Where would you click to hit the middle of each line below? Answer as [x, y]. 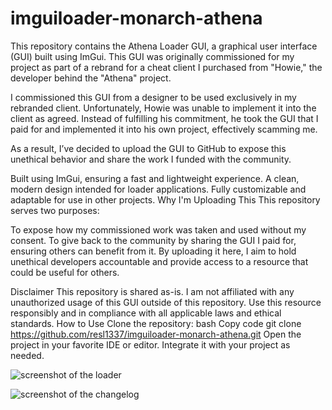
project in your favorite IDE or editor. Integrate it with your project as [150, 344]
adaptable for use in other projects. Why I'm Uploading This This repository [165, 199]
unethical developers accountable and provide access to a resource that [159, 261]
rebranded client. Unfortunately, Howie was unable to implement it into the [163, 108]
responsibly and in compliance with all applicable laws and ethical [146, 313]
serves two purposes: [55, 210]
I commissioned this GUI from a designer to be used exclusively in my [153, 97]
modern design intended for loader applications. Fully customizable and [158, 189]
